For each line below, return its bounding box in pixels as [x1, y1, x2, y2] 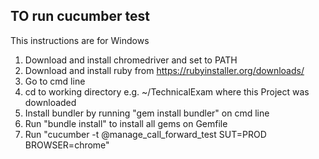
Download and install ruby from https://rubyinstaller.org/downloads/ [24, 64, 305, 76]
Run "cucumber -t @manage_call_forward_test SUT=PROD [24, 128, 267, 140]
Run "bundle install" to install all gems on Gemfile [24, 117, 228, 129]
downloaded [24, 96, 77, 108]
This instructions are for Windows [10, 34, 150, 46]
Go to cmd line [24, 75, 86, 87]
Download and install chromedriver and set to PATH [24, 54, 238, 66]
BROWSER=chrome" [24, 139, 110, 151]
